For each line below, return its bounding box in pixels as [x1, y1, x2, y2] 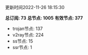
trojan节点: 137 [12, 25, 43, 31]
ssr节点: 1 [12, 44, 32, 50]
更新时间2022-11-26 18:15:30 [5, 4, 65, 10]
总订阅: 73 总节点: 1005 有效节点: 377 [5, 15, 83, 21]
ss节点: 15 [12, 38, 33, 44]
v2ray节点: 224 [12, 32, 44, 37]
